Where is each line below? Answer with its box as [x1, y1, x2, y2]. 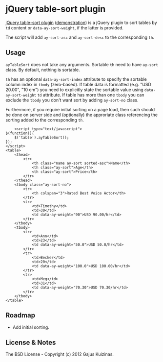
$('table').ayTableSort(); [14, 135, 69, 140]
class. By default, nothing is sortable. [5, 67, 80, 72]
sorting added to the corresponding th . [5, 117, 84, 123]
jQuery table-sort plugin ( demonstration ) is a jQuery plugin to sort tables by [5, 20, 157, 25]
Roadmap [5, 311, 36, 319]
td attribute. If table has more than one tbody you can [37, 92, 144, 97]
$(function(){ [5, 131, 35, 136]
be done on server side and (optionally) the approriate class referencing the [5, 112, 158, 118]
